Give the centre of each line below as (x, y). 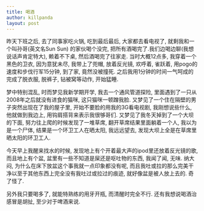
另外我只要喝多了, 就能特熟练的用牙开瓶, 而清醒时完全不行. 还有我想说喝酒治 (101, 194)
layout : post (23, 23)
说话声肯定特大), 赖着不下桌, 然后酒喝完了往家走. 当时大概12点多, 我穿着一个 (101, 57)
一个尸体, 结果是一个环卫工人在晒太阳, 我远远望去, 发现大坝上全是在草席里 (104, 130)
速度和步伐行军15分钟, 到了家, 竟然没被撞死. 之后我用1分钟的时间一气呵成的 (100, 72)
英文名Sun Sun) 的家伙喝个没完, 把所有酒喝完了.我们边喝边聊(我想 (112, 49)
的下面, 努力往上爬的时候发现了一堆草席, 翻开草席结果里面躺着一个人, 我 (96, 123)
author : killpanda (30, 18)
